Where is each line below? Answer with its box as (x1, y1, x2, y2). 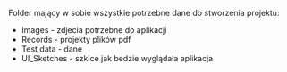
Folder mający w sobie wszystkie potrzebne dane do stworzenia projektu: (8, 8, 280, 18)
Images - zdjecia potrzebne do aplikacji (21, 25, 167, 35)
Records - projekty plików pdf (21, 35, 131, 44)
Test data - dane (21, 44, 82, 54)
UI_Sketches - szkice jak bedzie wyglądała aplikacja (21, 53, 214, 63)
